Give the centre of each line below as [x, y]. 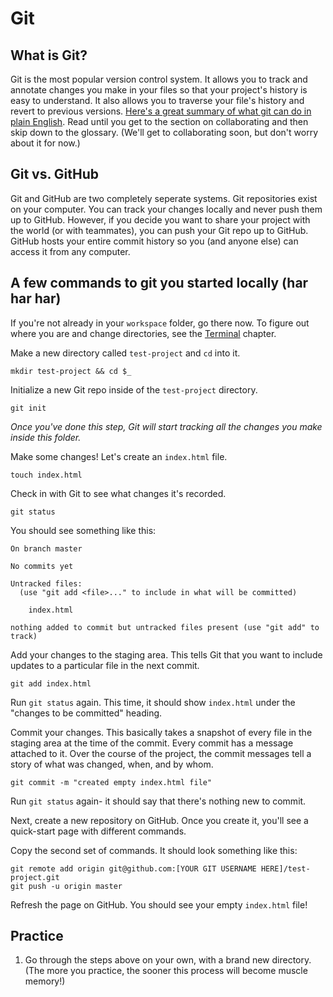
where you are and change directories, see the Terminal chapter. [143, 333]
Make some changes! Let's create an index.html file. [119, 456]
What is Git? [49, 55]
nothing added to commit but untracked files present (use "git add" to [165, 627]
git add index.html [51, 683]
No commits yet [42, 566]
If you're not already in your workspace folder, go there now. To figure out [160, 323]
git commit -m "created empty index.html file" [111, 782]
